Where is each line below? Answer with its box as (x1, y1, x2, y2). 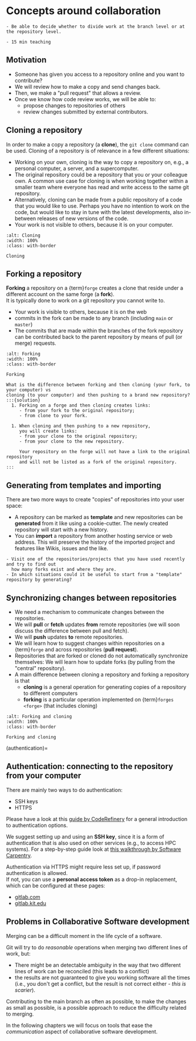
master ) (14, 321, 33, 328)
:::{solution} (6, 397, 41, 404)
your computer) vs (6, 387, 51, 393)
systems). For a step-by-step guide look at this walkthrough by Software (6, 846, 181, 853)
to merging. (6, 1010, 34, 1017)
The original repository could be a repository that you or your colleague (14, 171, 188, 178)
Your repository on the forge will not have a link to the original (19, 449, 191, 455)
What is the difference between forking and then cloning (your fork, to (6, 382, 191, 388)
